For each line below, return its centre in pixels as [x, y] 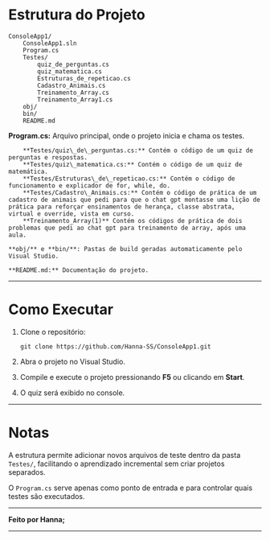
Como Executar [61, 309]
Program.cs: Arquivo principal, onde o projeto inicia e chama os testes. [127, 135]
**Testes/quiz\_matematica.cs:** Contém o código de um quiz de [133, 164]
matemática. [28, 171]
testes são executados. [47, 496]
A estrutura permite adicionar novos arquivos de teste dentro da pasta [125, 455]
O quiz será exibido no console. [72, 393]
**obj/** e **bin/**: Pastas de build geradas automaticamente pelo [125, 249]
